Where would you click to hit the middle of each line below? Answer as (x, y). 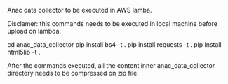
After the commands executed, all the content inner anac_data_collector (111, 65)
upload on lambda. (34, 31)
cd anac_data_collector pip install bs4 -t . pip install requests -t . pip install (115, 44)
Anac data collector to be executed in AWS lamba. (80, 10)
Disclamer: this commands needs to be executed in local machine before (112, 23)
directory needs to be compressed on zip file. (73, 73)
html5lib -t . (24, 52)
